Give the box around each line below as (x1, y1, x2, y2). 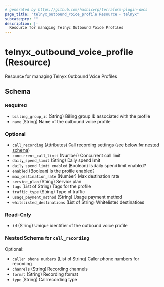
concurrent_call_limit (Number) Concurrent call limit (12, 153, 121, 158)
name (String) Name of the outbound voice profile (12, 118, 111, 124)
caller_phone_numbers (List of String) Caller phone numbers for (12, 256, 140, 261)
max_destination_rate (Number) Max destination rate (12, 173, 119, 179)
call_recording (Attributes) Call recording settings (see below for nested (12, 142, 159, 148)
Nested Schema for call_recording (5, 235, 89, 242)
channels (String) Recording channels (12, 266, 88, 272)
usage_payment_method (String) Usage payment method (12, 194, 122, 200)
